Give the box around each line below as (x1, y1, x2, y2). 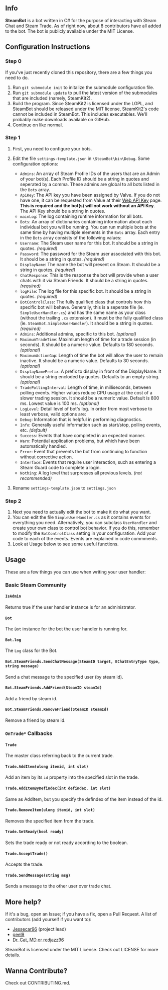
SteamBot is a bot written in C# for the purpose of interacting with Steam (5, 17, 157, 23)
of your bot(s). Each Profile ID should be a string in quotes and (20, 176, 149, 182)
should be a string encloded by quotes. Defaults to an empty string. (20, 373, 159, 379)
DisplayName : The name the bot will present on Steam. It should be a (20, 261, 160, 267)
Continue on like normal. (12, 122, 63, 128)
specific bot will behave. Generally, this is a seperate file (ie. (20, 304, 144, 310)
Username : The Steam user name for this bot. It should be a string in (20, 240, 158, 246)
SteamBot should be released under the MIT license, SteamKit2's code (12, 106, 159, 112)
